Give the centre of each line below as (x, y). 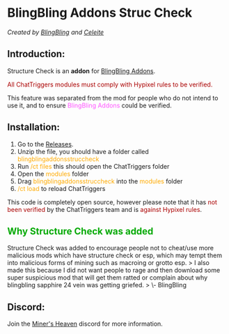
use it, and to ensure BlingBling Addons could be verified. (89, 105)
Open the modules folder (53, 174)
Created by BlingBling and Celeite (56, 32)
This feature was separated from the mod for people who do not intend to (113, 98)
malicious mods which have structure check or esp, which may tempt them (115, 255)
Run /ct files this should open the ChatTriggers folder (93, 166)
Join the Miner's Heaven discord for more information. (85, 324)
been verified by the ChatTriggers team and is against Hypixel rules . (105, 209)
